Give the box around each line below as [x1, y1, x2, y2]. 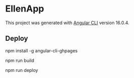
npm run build [5, 57, 34, 63]
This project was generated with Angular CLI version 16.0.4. [5, 20, 130, 26]
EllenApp [5, 3, 44, 15]
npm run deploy [5, 67, 38, 73]
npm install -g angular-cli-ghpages [5, 47, 78, 53]
